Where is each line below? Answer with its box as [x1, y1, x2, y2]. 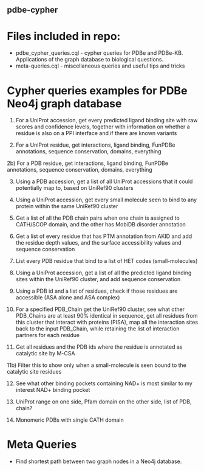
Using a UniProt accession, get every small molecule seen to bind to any [15, 196, 197, 203]
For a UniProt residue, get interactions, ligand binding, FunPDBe [15, 141, 175, 148]
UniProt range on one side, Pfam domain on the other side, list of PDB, [15, 398, 192, 405]
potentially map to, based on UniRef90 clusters [15, 184, 134, 192]
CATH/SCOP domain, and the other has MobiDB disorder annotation [15, 221, 186, 228]
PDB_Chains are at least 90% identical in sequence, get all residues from [15, 312, 198, 319]
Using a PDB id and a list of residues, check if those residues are [15, 287, 178, 295]
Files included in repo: [7, 29, 121, 43]
